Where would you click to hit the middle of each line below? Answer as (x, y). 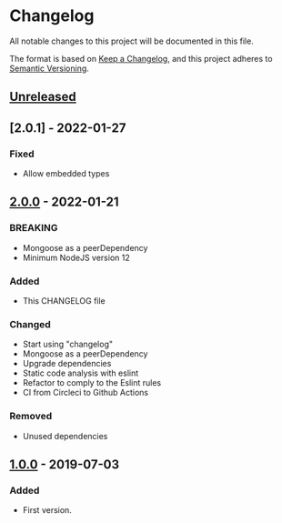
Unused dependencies (65, 436)
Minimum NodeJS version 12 (76, 257)
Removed (31, 417)
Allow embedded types (66, 174)
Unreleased (43, 97)
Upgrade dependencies (67, 364)
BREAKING (34, 228)
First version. (47, 510)
